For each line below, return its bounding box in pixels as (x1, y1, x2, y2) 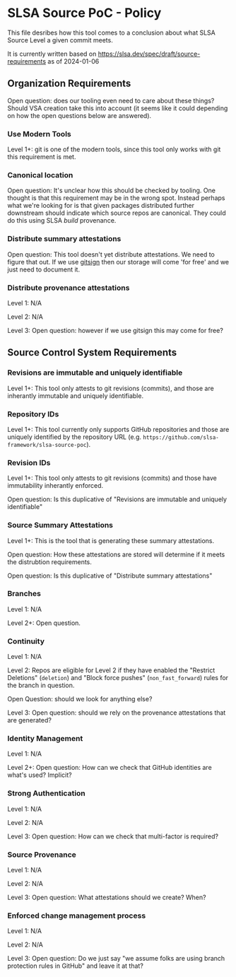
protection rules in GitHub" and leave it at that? (7, 961, 143, 970)
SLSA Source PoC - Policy (7, 5, 162, 21)
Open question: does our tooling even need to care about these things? (7, 96, 215, 105)
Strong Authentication (7, 788, 86, 798)
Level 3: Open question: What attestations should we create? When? (7, 893, 206, 901)
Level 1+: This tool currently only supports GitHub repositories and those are (7, 425, 230, 433)
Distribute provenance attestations (7, 283, 130, 293)
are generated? (7, 716, 52, 725)
